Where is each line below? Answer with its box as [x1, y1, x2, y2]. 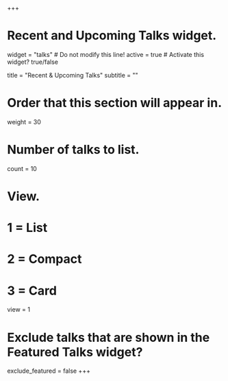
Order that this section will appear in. [7, 95, 223, 111]
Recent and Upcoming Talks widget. [7, 28, 217, 43]
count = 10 [7, 164, 38, 172]
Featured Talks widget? [7, 344, 143, 360]
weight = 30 [7, 117, 41, 126]
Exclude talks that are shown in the [7, 330, 210, 345]
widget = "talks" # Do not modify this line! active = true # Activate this [7, 50, 204, 58]
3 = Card [7, 283, 57, 299]
